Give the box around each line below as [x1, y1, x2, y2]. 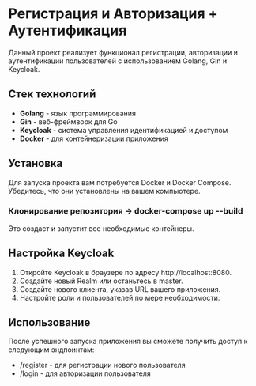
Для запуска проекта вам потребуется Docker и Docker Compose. [8, 177, 232, 187]
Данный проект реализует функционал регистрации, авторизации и [8, 47, 239, 57]
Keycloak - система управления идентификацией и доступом [19, 125, 228, 134]
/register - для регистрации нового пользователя [19, 361, 186, 370]
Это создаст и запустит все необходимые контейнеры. [8, 223, 194, 233]
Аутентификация [8, 21, 127, 40]
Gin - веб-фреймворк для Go [19, 116, 118, 127]
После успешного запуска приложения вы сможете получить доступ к [8, 337, 248, 346]
